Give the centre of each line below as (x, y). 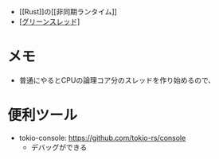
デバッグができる (59, 147)
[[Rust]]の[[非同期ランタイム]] (68, 12)
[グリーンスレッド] (49, 21)
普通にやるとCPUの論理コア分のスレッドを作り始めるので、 (117, 80)
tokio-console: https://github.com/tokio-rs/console (102, 138)
